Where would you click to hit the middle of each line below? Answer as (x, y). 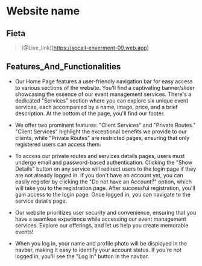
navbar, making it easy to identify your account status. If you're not (98, 250)
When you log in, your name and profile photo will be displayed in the (101, 243)
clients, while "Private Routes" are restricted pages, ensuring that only (102, 138)
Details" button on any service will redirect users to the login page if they (106, 169)
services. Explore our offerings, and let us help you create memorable (102, 225)
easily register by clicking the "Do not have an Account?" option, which (103, 182)
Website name (43, 11)
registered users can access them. (58, 144)
